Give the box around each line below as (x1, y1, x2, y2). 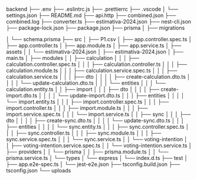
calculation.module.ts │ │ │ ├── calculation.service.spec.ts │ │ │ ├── (6, 67, 178, 74)
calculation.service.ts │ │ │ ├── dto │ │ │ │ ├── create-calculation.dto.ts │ (6, 74, 191, 80)
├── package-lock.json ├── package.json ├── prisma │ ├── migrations (6, 24, 185, 31)
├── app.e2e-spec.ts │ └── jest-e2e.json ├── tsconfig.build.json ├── (6, 161, 180, 168)
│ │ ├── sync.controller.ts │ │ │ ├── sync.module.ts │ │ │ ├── (6, 129, 162, 136)
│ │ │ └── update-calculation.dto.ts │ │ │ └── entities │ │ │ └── (6, 79, 166, 86)
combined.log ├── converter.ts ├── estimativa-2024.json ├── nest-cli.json (6, 18, 192, 25)
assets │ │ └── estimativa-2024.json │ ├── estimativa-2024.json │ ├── (6, 48, 184, 55)
